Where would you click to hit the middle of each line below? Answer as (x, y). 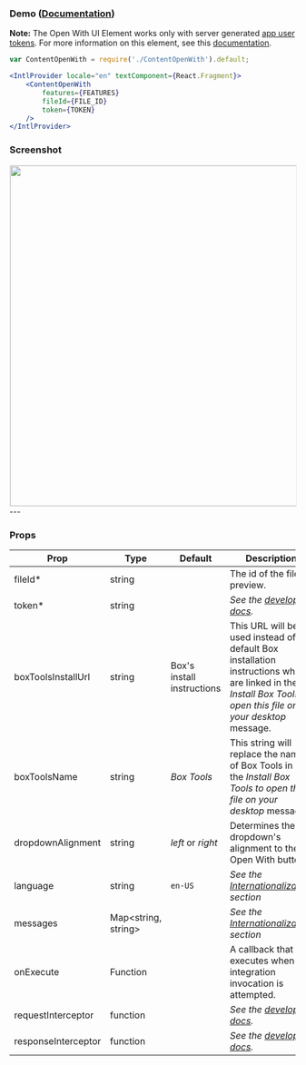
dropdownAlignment (58, 843)
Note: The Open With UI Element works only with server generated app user (152, 34)
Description (271, 558)
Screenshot (35, 150)
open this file (257, 705)
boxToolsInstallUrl (52, 676)
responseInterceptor (58, 1040)
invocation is (257, 983)
